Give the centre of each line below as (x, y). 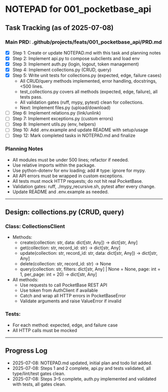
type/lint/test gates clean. (39, 373)
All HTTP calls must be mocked (45, 330)
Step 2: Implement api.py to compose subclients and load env (76, 58)
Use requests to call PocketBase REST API (63, 285)
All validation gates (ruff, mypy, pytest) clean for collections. (82, 102)
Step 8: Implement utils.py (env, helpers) (54, 124)
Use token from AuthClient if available (59, 290)
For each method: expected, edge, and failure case (65, 325)
